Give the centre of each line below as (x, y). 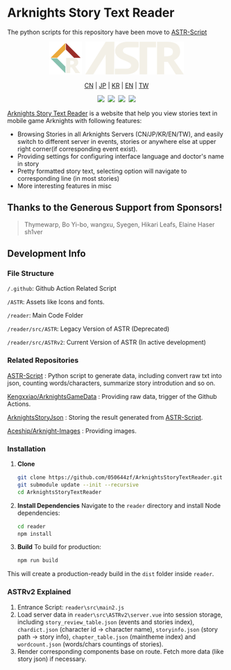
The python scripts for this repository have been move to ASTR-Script (107, 32)
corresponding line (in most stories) (68, 178)
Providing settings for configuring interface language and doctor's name (120, 156)
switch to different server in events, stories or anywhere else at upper (117, 141)
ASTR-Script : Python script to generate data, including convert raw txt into (114, 375)
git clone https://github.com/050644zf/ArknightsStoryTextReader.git (120, 477)
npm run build (37, 561)
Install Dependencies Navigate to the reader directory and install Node (119, 505)
